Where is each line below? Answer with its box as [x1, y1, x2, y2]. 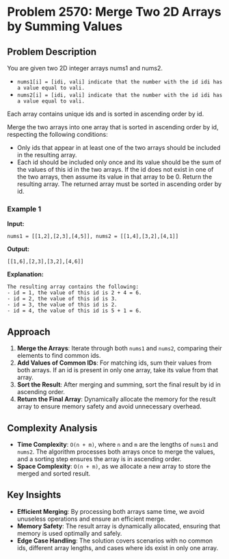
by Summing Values [7, 18, 123, 34]
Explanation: [7, 270, 44, 278]
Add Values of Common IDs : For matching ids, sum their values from [16, 359, 212, 367]
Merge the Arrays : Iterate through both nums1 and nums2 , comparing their [16, 344, 222, 352]
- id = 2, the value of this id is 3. [7, 296, 118, 302]
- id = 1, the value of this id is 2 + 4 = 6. [7, 289, 142, 296]
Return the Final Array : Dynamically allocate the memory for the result [16, 395, 217, 404]
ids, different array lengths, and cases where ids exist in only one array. [16, 543, 219, 551]
